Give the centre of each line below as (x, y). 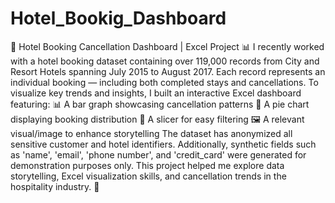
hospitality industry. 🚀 (55, 186)
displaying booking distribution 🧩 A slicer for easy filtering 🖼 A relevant (157, 119)
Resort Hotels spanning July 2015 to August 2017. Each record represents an (168, 71)
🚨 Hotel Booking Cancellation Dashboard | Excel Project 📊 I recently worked (167, 46)
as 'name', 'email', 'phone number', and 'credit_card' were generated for (158, 154)
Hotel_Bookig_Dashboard (118, 18)
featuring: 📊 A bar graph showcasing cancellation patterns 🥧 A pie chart (160, 104)
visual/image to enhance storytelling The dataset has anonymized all (151, 133)
